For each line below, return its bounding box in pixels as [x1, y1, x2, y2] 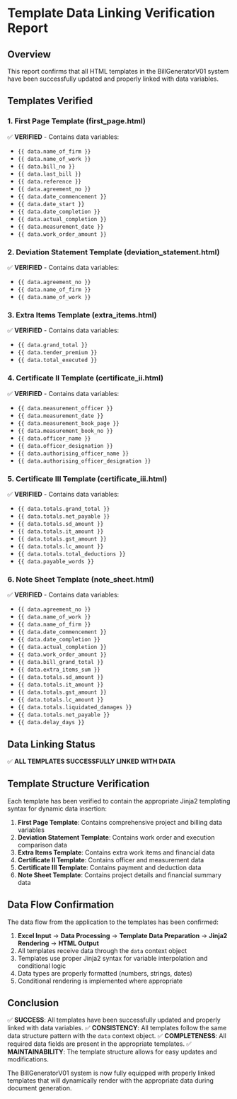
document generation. [7, 1084, 72, 1093]
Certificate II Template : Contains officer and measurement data [17, 855, 204, 864]
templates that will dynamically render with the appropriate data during [7, 1076, 214, 1085]
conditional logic [17, 962, 67, 970]
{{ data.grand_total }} [17, 342, 88, 349]
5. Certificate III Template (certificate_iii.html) [7, 473, 168, 483]
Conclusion [7, 997, 59, 1009]
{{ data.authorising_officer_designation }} [17, 457, 151, 465]
